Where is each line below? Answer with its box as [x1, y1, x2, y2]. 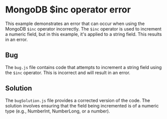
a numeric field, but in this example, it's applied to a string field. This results [5, 31, 162, 37]
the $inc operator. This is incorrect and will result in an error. [5, 69, 131, 75]
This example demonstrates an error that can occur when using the [5, 20, 145, 26]
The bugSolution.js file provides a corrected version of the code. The [5, 97, 150, 103]
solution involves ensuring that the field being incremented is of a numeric [5, 102, 159, 108]
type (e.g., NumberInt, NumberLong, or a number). [5, 108, 110, 114]
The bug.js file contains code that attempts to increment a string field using [5, 64, 162, 70]
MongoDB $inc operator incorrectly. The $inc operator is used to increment [5, 25, 162, 31]
